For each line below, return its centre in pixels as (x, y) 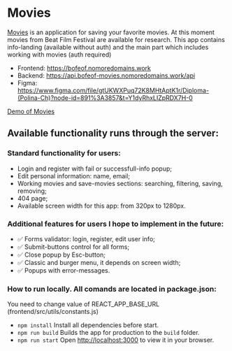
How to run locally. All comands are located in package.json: (112, 289)
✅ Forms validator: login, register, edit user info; (86, 238)
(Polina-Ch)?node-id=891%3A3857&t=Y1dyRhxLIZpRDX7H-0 (105, 98)
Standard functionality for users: (64, 153)
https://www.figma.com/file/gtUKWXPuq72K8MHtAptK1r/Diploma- (113, 90)
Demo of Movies (31, 111)
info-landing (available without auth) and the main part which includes (108, 47)
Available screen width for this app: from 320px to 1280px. (102, 206)
